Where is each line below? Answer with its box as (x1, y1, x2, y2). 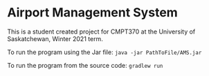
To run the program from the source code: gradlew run (7, 61, 163, 69)
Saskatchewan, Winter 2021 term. (7, 34, 104, 42)
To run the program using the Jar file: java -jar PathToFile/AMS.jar (7, 48, 202, 56)
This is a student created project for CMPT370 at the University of (7, 27, 196, 36)
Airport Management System (7, 5, 178, 21)
